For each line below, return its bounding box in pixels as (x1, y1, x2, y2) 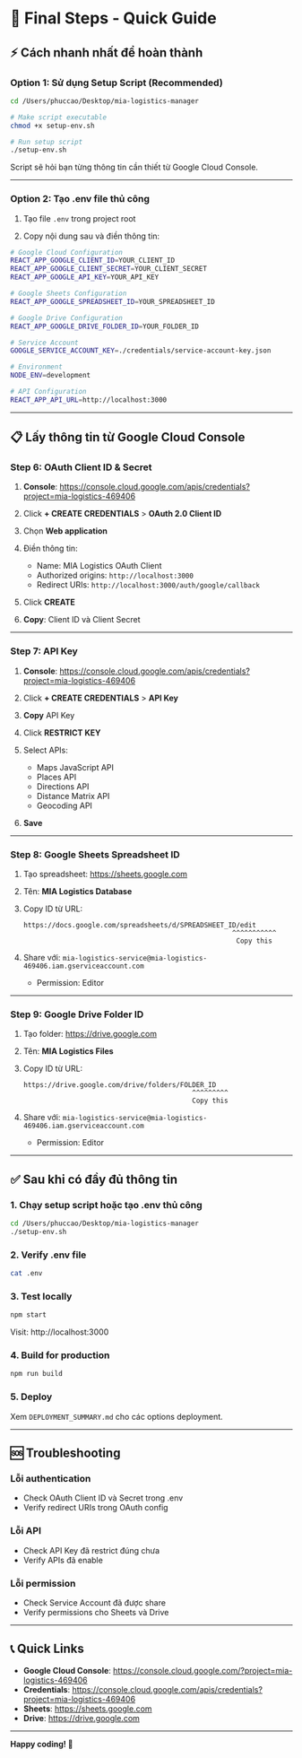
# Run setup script (10, 137, 83, 146)
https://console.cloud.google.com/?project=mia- (112, 1665, 293, 1675)
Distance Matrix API (36, 790, 110, 801)
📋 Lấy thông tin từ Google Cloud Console (10, 430, 246, 445)
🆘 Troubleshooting (10, 1446, 121, 1461)
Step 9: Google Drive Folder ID (10, 1008, 144, 1021)
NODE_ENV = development (10, 371, 91, 380)
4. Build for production (10, 1349, 110, 1362)
